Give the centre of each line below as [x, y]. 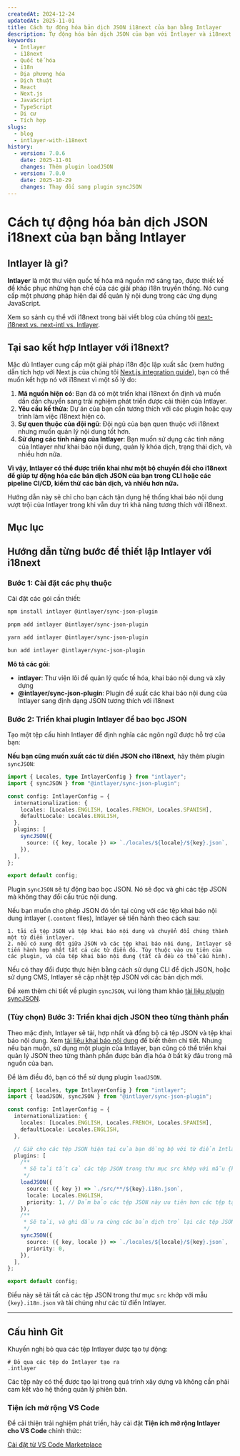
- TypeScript [33, 107]
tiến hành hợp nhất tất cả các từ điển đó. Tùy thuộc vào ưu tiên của [115, 950]
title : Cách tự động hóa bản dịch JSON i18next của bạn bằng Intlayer [115, 27]
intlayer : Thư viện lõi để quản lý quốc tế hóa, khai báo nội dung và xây [121, 678]
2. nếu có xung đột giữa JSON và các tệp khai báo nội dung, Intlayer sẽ [120, 944]
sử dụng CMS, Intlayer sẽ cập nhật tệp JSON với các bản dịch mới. [105, 977]
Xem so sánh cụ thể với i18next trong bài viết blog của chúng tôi [101, 317]
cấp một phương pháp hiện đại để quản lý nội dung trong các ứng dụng [112, 296]
